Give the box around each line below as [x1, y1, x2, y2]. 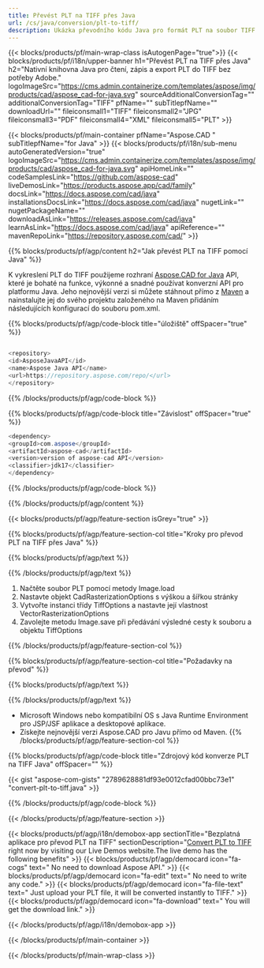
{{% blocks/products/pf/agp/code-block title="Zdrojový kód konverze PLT [8, 751, 250, 760]
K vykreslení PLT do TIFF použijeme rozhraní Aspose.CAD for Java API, [8, 270, 240, 280]
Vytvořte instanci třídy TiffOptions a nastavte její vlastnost [19, 601, 209, 609]
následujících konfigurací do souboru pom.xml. [8, 303, 161, 313]
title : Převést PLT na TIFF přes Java [8, 11, 136, 20]
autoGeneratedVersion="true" [8, 147, 106, 156]
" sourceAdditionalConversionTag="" [135, 90, 255, 100]
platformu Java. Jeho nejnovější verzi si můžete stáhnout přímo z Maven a [8, 287, 250, 296]
